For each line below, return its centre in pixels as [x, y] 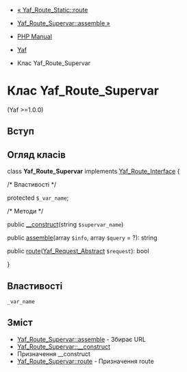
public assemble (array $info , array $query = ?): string [82, 238]
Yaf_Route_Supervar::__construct [64, 347]
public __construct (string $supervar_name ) [65, 224]
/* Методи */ [25, 211]
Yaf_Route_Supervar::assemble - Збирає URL [81, 339]
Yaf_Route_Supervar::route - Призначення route [85, 361]
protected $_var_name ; [38, 198]
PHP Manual [35, 36]
